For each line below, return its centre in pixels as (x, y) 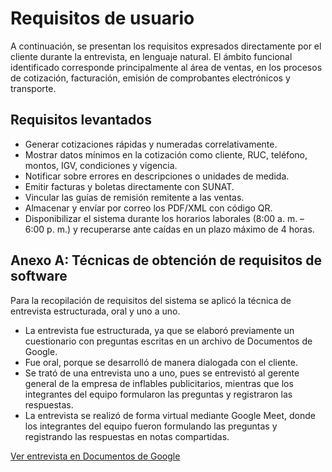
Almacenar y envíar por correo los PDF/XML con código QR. (148, 208)
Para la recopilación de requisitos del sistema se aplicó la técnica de (151, 300)
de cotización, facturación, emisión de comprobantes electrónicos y (150, 78)
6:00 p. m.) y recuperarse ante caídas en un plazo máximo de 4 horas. (169, 229)
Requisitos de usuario (102, 18)
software (39, 276)
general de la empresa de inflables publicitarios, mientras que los (159, 383)
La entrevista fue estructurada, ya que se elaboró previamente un (159, 330)
